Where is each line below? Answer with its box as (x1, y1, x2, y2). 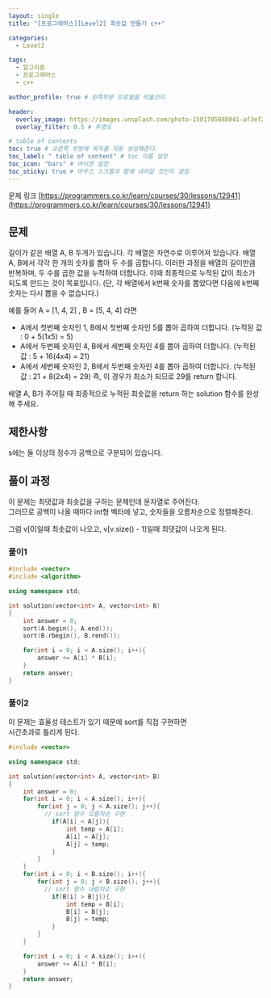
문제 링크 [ (8, 191, 42, 200)
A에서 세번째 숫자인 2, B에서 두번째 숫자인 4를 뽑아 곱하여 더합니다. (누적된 (19, 361, 256, 372)
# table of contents (8, 137, 78, 145)
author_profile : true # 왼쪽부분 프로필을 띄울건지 (8, 93, 165, 101)
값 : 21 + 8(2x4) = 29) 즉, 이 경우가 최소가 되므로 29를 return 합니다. (19, 372, 238, 381)
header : (8, 107, 35, 116)
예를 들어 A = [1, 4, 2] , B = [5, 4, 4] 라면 (8, 305, 137, 315)
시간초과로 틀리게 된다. (8, 727, 80, 737)
